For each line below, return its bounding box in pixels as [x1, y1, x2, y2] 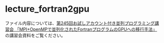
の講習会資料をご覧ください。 [5, 32, 65, 38]
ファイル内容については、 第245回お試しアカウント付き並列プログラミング [5, 20, 155, 26]
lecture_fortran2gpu [5, 3, 90, 15]
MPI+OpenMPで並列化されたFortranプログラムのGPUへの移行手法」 [19, 26, 157, 32]
